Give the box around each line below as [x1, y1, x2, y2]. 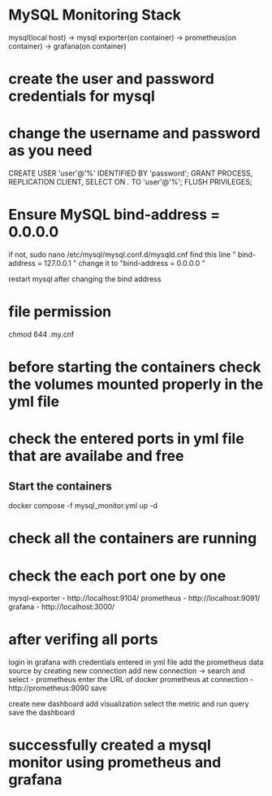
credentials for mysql [8, 87, 156, 106]
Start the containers [8, 479, 112, 493]
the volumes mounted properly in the [8, 376, 264, 394]
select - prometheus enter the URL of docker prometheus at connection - [8, 675, 254, 685]
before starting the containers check [8, 358, 261, 376]
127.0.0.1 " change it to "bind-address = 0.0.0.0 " [44, 259, 205, 268]
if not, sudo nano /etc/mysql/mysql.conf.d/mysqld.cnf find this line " [8, 250, 236, 259]
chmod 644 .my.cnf [8, 329, 75, 339]
